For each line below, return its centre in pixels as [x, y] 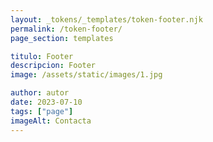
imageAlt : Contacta [51, 121]
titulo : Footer [42, 56]
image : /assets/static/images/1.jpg [86, 75]
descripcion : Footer [53, 66]
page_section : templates [62, 38]
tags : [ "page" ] [42, 111]
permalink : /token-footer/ [66, 29]
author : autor [40, 93]
